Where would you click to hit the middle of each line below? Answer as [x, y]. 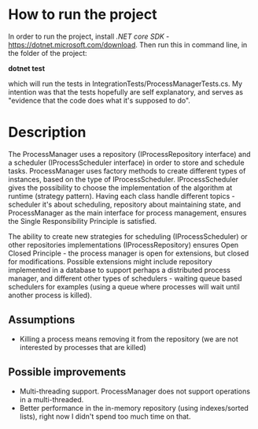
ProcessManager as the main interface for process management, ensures [127, 213]
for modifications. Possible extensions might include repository [110, 261]
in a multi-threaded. [52, 399]
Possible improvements [67, 372]
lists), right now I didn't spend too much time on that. [105, 416]
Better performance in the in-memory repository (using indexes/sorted [134, 408]
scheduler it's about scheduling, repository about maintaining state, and [125, 204]
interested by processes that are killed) [83, 347]
